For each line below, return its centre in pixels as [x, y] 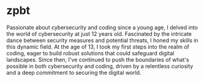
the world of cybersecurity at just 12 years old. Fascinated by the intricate [99, 33]
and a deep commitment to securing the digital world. [74, 72]
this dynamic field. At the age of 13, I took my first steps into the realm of [98, 47]
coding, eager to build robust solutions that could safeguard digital [90, 53]
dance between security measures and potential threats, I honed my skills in [102, 40]
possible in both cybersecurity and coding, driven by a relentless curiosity [100, 66]
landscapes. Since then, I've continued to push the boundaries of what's [98, 60]
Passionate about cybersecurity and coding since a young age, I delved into [102, 27]
